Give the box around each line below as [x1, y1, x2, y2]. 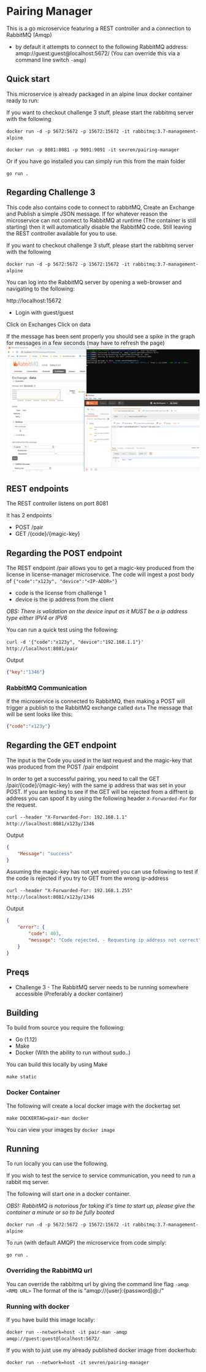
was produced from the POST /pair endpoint [6, 763, 118, 770]
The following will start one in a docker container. [6, 1190, 131, 1198]
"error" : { [17, 924, 45, 930]
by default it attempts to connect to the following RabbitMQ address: [15, 43, 188, 50]
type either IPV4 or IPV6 [6, 614, 67, 621]
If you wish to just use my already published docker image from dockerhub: [6, 1347, 197, 1354]
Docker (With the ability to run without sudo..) [15, 1049, 131, 1056]
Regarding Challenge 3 [6, 187, 96, 198]
